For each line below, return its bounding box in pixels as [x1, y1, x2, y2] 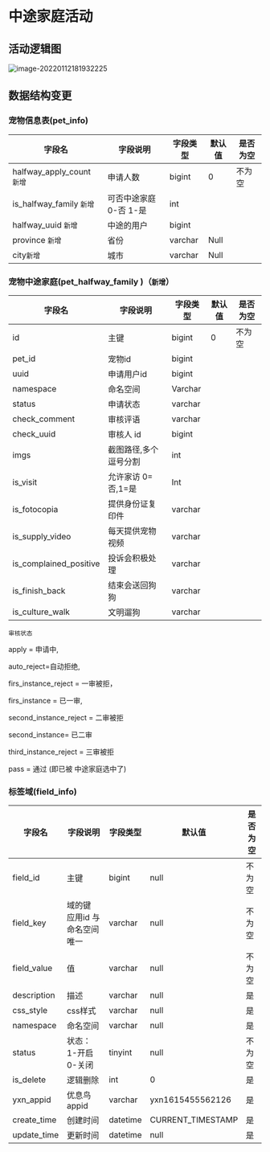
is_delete [12, 1074, 47, 1085]
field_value [12, 962, 53, 974]
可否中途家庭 [107, 192, 157, 203]
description [12, 990, 55, 1001]
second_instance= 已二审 [8, 729, 92, 740]
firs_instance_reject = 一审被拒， [8, 678, 117, 688]
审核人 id [108, 428, 142, 440]
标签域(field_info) [8, 785, 78, 797]
